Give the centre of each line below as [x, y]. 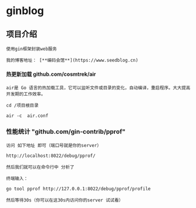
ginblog [25, 11]
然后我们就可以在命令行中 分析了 [40, 167]
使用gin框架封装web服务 [32, 49]
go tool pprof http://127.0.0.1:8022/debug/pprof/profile [78, 189]
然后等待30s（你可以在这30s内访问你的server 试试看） [65, 200]
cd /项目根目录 [23, 106]
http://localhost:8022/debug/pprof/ [51, 156]
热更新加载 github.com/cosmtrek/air [51, 74]
